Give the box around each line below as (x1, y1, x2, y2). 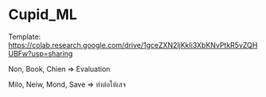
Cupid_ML (8, 6, 77, 24)
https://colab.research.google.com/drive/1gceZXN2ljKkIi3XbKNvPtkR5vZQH (8, 40, 258, 49)
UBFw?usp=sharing (8, 48, 73, 58)
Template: (8, 32, 41, 41)
